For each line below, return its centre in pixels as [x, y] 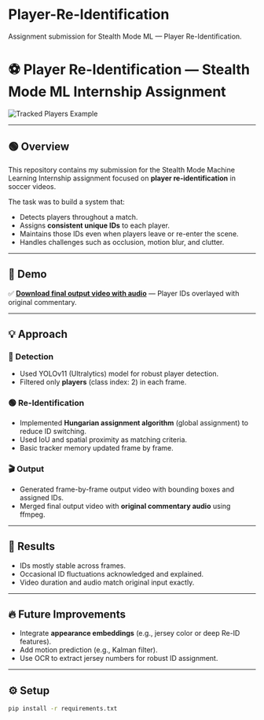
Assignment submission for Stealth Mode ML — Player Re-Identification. [125, 36]
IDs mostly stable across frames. [73, 566]
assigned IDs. [42, 497]
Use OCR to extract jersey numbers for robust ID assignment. [119, 659]
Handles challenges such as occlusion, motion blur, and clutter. [122, 242]
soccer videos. [32, 186]
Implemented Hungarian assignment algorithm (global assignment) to [134, 423]
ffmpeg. [32, 514]
